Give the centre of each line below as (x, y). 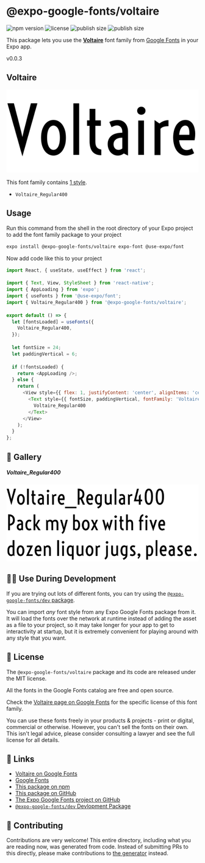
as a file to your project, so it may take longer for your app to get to (91, 624)
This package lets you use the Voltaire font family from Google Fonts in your (103, 40)
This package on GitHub (45, 793)
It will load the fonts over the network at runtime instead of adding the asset (102, 618)
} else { (23, 380)
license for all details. (33, 740)
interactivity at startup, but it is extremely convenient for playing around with (102, 631)
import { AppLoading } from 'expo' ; (53, 290)
